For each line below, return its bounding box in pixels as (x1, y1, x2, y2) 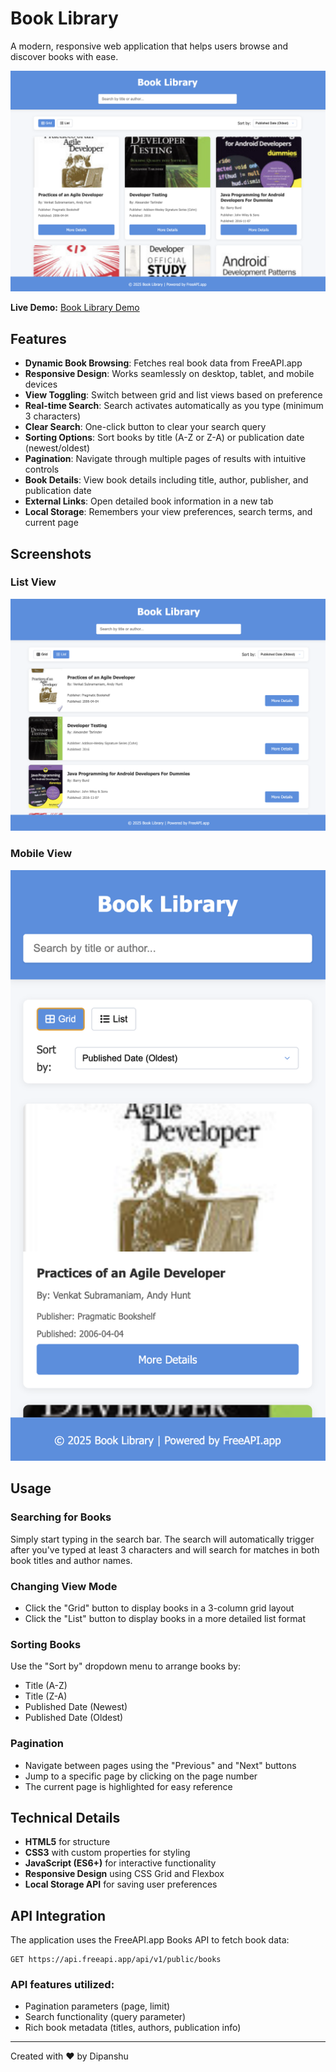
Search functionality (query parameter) (24, 2011, 187, 2023)
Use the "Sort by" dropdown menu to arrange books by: (10, 1660, 242, 1672)
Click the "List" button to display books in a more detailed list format (24, 1612, 306, 1624)
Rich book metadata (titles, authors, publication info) (24, 2022, 242, 2034)
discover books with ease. (10, 50, 119, 62)
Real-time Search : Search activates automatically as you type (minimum (24, 400, 324, 412)
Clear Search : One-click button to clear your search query (24, 421, 267, 433)
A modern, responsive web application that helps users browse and (10, 40, 289, 52)
